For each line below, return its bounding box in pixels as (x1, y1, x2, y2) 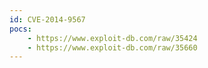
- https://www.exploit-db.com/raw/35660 (27, 42, 198, 53)
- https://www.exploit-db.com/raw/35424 (27, 33, 198, 43)
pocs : (9, 24, 32, 34)
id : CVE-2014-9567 (9, 14, 86, 25)
